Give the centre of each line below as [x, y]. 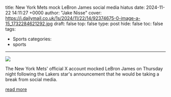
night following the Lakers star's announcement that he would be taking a [82, 74]
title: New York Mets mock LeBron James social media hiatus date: [75, 7]
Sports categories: [32, 39]
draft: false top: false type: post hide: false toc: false [108, 23]
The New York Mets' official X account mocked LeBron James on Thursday [84, 69]
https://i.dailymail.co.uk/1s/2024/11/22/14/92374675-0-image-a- [73, 18]
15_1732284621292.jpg [29, 23]
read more [16, 89]
